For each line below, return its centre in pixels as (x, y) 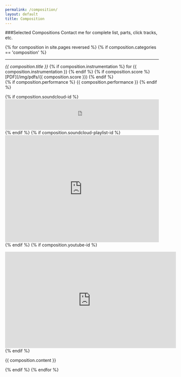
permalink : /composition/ (31, 10)
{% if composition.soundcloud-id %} (42, 97)
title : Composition (25, 19)
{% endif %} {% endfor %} (32, 370)
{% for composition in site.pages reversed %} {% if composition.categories (81, 47)
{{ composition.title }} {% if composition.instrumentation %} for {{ (71, 67)
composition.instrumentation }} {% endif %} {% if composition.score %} (78, 72)
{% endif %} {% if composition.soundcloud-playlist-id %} (63, 133)
